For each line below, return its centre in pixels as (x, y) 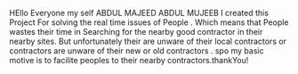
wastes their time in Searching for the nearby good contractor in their (136, 32)
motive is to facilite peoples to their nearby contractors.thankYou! (129, 60)
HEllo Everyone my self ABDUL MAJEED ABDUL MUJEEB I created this (139, 13)
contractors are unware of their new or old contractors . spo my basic (137, 51)
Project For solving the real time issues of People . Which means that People (149, 22)
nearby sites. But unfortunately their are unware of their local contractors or (148, 41)
